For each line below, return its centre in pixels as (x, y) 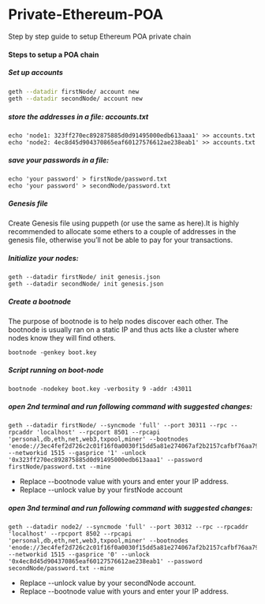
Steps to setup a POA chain (54, 54)
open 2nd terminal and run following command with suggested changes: (131, 406)
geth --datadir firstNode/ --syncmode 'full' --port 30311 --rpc (118, 426)
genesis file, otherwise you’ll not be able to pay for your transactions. (121, 240)
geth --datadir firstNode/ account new (74, 91)
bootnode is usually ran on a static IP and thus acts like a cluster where (123, 330)
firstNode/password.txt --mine (60, 467)
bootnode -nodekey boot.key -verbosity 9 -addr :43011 (100, 389)
